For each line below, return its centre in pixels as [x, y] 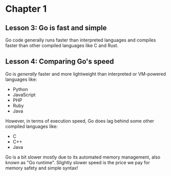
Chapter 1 [26, 9]
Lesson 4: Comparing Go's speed [60, 62]
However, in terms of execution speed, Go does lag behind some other [80, 121]
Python [20, 89]
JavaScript [24, 95]
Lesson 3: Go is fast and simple [56, 28]
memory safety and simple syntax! [42, 168]
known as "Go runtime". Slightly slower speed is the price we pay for [78, 162]
